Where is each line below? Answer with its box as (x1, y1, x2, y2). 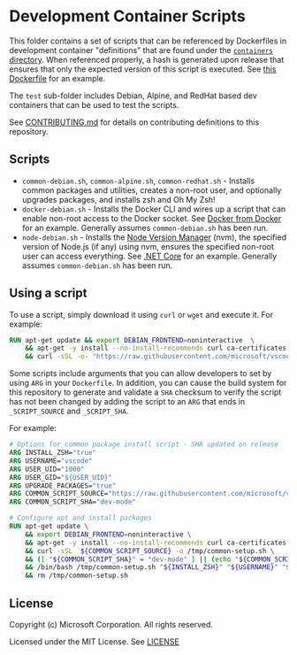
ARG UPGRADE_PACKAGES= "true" (9, 481, 117, 490)
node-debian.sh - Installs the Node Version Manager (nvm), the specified (21, 232, 287, 243)
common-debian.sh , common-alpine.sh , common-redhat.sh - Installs (21, 175, 255, 186)
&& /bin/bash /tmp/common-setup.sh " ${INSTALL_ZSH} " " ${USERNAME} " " (25, 563, 287, 572)
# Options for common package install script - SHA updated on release (9, 440, 278, 449)
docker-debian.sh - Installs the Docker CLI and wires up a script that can (21, 204, 286, 214)
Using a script (9, 286, 88, 301)
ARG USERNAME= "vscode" (9, 456, 93, 466)
